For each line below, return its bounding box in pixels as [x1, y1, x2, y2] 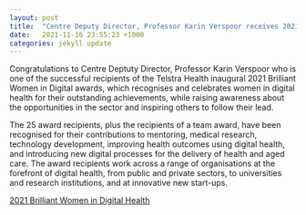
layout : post [9, 13, 59, 23]
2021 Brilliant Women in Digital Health [9, 195, 150, 206]
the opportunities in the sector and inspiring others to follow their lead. [9, 102, 274, 113]
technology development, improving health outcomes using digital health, [9, 139, 285, 150]
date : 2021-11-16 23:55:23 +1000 [9, 30, 145, 39]
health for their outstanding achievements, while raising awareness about [9, 93, 285, 103]
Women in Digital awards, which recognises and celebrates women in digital [9, 83, 295, 93]
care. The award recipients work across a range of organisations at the [9, 158, 276, 169]
